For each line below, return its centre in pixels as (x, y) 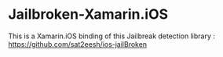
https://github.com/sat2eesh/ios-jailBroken (78, 44)
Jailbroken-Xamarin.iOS (88, 14)
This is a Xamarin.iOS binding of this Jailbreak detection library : (112, 36)
